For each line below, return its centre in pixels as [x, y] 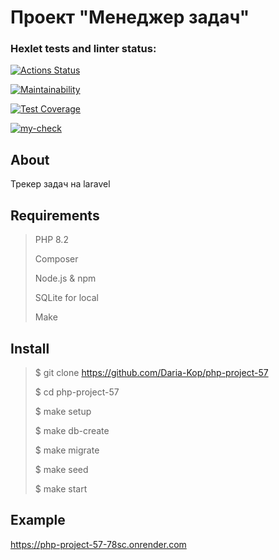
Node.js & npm [65, 278]
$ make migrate [67, 450]
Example [38, 520]
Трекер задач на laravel [60, 184]
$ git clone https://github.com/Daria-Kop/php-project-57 [151, 372]
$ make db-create [72, 430]
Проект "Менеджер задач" [130, 17]
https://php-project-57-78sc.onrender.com [98, 544]
